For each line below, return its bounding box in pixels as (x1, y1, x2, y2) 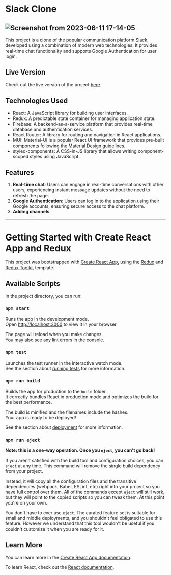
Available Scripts (5, 279, 60, 288)
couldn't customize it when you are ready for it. (5, 526, 104, 532)
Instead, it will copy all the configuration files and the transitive (5, 478, 136, 484)
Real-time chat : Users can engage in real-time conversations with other (12, 182, 164, 188)
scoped (12, 153, 29, 159)
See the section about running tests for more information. (5, 365, 126, 371)
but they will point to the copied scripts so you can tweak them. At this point (5, 494, 164, 500)
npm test (5, 349, 27, 355)
